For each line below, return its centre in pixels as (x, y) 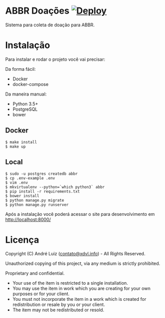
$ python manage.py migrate (35, 200)
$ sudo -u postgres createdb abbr (42, 174)
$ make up (16, 147)
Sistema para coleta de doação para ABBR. (50, 25)
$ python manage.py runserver (37, 205)
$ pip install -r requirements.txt (43, 191)
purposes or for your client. (41, 294)
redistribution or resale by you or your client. (59, 305)
